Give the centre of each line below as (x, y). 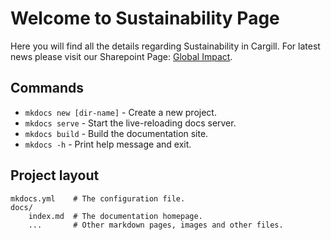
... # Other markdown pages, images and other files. (156, 225)
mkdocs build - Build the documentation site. (116, 133)
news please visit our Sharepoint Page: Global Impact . (121, 56)
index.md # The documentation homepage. (115, 216)
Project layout (55, 175)
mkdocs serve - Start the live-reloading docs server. (130, 123)
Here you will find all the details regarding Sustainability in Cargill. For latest (165, 46)
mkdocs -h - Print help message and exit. (108, 144)
